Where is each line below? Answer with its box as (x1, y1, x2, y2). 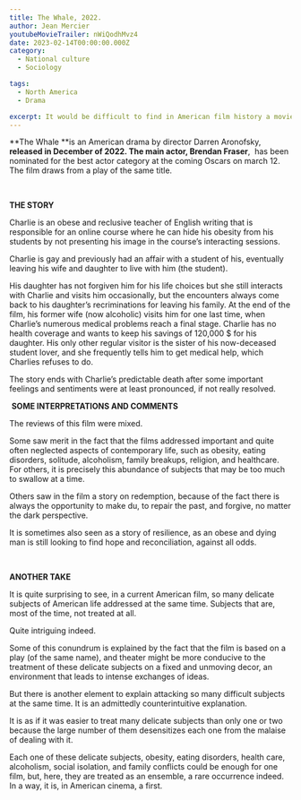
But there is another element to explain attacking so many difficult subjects (9, 689, 285, 700)
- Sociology (17, 64, 63, 73)
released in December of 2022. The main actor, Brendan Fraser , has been (9, 146, 289, 157)
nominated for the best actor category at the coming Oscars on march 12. (9, 156, 280, 167)
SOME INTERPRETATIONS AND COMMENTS (11, 400, 179, 412)
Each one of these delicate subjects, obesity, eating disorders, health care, (9, 752, 286, 762)
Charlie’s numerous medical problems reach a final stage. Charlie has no (9, 319, 277, 330)
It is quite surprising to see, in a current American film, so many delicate (9, 589, 275, 600)
